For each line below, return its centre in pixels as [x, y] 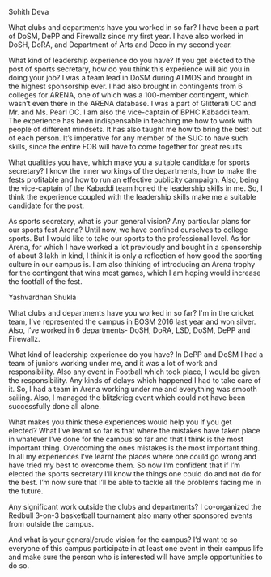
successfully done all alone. [55, 406]
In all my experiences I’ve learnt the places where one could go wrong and [133, 456]
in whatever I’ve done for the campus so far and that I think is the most [126, 439]
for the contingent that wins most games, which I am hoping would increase [135, 273]
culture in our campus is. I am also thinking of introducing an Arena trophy [132, 264]
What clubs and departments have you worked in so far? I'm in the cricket [131, 313]
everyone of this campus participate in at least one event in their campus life [136, 548]
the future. [26, 491]
